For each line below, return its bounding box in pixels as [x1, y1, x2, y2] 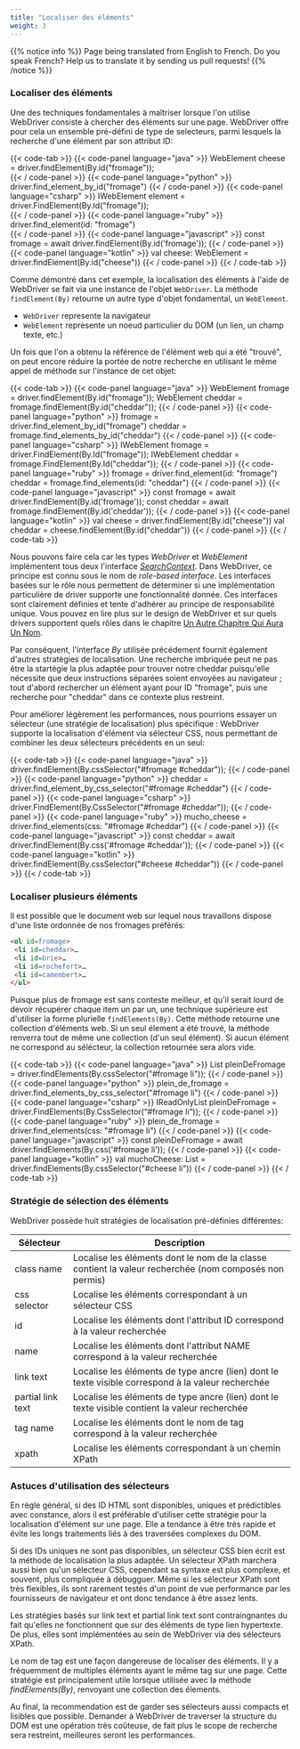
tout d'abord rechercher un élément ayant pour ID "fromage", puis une [10, 682, 268, 693]
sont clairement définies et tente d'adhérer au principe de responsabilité [10, 598, 275, 609]
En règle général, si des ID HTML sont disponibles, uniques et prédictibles [10, 1500, 281, 1510]
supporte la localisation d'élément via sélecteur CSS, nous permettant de [10, 728, 279, 738]
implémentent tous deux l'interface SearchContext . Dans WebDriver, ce [10, 560, 272, 571]
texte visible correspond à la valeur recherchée [72, 1376, 271, 1388]
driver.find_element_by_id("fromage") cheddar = [10, 420, 188, 431]
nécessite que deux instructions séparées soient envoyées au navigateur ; [10, 672, 283, 683]
